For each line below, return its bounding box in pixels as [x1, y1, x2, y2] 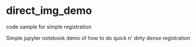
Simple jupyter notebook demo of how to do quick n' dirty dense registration [6, 34, 190, 41]
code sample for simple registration [6, 23, 92, 30]
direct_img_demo [6, 4, 92, 17]
